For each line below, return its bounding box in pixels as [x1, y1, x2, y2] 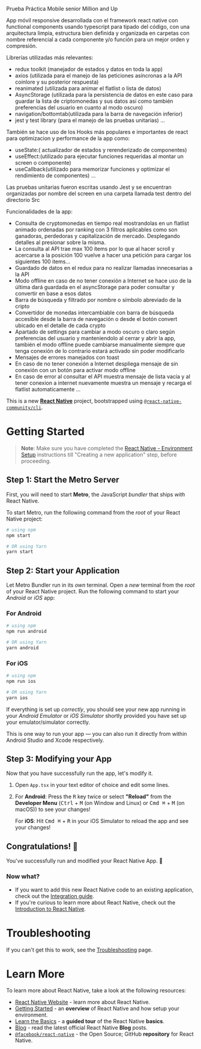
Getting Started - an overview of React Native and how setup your [14, 1005, 180, 1012]
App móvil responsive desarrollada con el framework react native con [6, 17, 178, 23]
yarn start [6, 549, 34, 555]
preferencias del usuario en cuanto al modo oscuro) [14, 104, 143, 111]
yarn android [6, 644, 39, 651]
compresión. [6, 42, 37, 49]
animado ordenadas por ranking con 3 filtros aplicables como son [14, 226, 178, 233]
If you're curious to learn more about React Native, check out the [14, 899, 176, 906]
